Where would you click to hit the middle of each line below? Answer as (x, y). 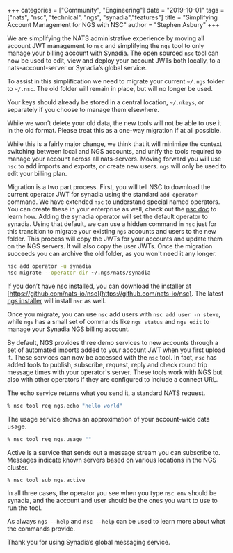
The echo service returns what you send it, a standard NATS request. (106, 393)
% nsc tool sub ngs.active (46, 480)
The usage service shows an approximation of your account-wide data (109, 419)
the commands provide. (41, 529)
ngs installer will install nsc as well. (57, 300)
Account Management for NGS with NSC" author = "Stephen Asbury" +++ (114, 25)
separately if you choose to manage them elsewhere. (83, 110)
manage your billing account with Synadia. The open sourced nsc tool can (113, 53)
